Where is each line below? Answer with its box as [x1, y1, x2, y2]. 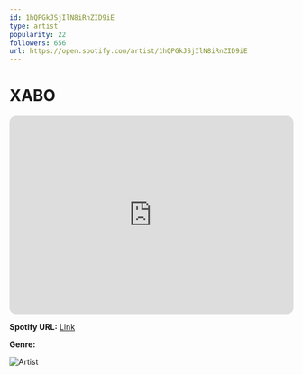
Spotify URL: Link [9, 322, 76, 333]
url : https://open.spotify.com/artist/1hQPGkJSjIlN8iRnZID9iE [9, 47, 248, 56]
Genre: [9, 339, 36, 350]
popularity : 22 [9, 30, 67, 39]
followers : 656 [9, 38, 67, 48]
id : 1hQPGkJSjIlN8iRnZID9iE [9, 13, 115, 23]
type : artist [9, 22, 59, 31]
